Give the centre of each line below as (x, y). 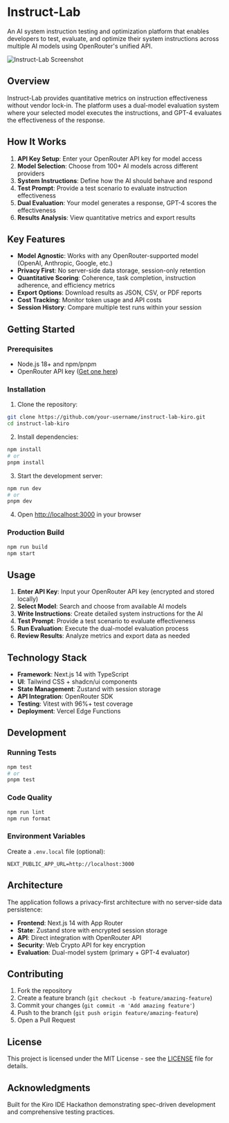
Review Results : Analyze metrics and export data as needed (103, 636)
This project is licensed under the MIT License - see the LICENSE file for (110, 1059)
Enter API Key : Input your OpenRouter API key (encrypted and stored (116, 592)
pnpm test (21, 780)
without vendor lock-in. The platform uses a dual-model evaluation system (113, 105)
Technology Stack (47, 658)
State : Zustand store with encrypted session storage (92, 930)
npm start (21, 553)
